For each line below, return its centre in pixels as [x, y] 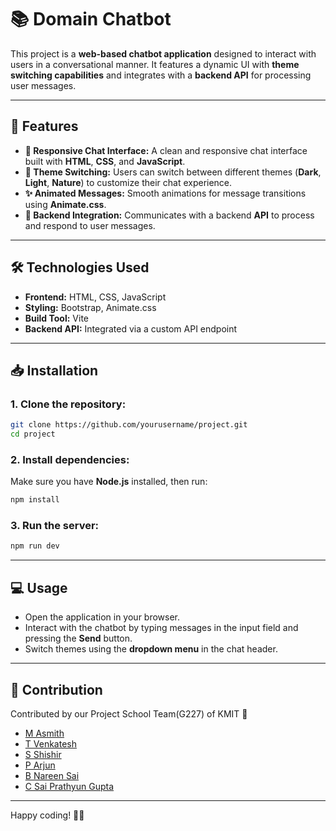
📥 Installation [54, 370]
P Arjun [40, 765]
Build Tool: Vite [56, 318]
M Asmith [44, 733]
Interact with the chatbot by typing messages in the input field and [161, 628]
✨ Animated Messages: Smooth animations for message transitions [165, 193]
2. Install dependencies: [70, 459]
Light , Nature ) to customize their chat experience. [128, 182]
